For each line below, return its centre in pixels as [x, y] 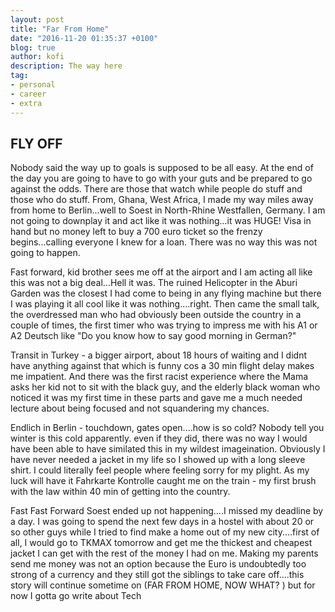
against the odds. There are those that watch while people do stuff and [156, 189]
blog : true [33, 47]
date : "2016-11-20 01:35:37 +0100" [84, 38]
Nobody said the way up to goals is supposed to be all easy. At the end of [162, 168]
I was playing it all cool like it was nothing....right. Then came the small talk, [165, 304]
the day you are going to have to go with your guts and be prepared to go [161, 178]
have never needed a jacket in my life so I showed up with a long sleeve [158, 460]
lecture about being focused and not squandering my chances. [140, 408]
